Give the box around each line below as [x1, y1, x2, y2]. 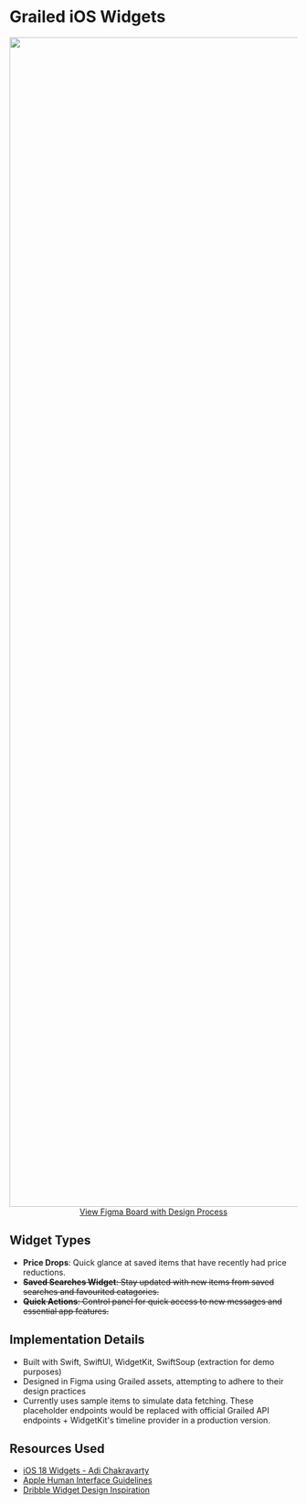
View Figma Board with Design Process [79, 1206, 228, 1217]
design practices [22, 1385, 87, 1396]
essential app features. [22, 1305, 110, 1317]
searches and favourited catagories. [22, 1286, 160, 1297]
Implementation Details [9, 1332, 145, 1348]
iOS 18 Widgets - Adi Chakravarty [22, 1465, 150, 1477]
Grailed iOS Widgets [9, 6, 166, 27]
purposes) [22, 1366, 62, 1377]
